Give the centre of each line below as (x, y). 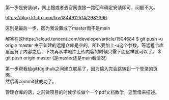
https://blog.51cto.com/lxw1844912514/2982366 (56, 18)
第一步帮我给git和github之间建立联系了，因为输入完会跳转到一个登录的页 (81, 69)
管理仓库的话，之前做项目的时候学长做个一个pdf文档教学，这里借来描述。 (82, 92)
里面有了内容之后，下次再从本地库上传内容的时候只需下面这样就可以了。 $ (83, 52)
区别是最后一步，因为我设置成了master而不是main (58, 28)
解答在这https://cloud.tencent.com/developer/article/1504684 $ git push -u (84, 39)
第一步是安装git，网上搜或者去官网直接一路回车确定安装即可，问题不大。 (81, 7)
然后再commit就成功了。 (31, 81)
